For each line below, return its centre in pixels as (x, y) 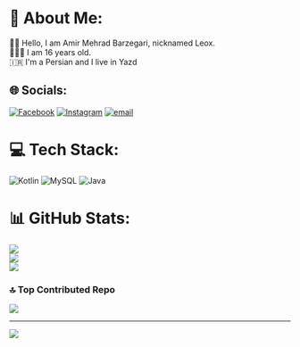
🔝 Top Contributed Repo (62, 289)
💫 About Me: (56, 18)
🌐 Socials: (38, 91)
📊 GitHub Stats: (70, 218)
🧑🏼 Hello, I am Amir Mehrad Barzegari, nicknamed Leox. (112, 43)
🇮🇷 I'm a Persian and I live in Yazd (73, 62)
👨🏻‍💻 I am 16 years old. (50, 52)
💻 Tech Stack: (64, 149)
